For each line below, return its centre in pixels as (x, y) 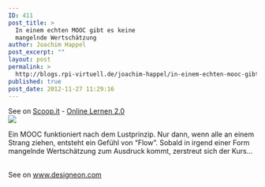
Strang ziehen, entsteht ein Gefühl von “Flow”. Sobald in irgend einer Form (129, 143)
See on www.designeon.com (55, 175)
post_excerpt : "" (37, 52)
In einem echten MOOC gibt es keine (75, 30)
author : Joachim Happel (47, 45)
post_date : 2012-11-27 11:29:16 (61, 89)
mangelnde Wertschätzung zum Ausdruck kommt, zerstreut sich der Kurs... (131, 151)
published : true (35, 81)
